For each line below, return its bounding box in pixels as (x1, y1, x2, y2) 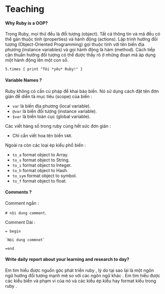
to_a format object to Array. (12, 151, 69, 157)
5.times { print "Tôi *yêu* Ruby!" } (5, 67, 83, 72)
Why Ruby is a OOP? (5, 20, 48, 26)
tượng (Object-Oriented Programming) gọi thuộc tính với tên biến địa (5, 41, 145, 47)
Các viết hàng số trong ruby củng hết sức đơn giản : (5, 123, 111, 129)
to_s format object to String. (12, 157, 70, 163)
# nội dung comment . (5, 210, 46, 216)
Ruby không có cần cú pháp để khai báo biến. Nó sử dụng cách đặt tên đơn (5, 88, 159, 94)
